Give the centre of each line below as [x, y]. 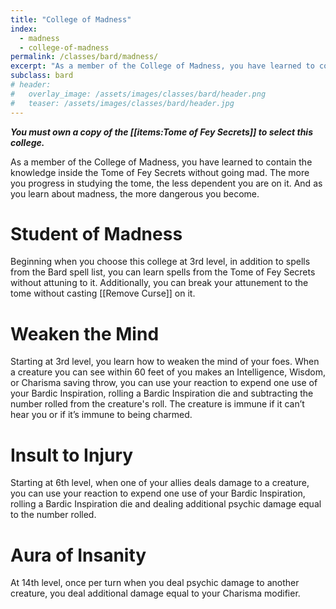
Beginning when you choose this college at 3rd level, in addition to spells [160, 262]
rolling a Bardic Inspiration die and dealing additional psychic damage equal [166, 504]
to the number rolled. [53, 515]
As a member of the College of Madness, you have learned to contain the [161, 162]
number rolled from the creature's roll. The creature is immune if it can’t [157, 404]
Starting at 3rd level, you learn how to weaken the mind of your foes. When [165, 362]
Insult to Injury [72, 455]
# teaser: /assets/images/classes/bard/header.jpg [122, 103]
